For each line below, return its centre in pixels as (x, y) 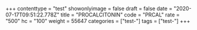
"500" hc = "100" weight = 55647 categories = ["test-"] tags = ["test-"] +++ (98, 21)
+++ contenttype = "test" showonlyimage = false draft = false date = (89, 9)
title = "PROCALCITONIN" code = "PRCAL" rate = (120, 15)
